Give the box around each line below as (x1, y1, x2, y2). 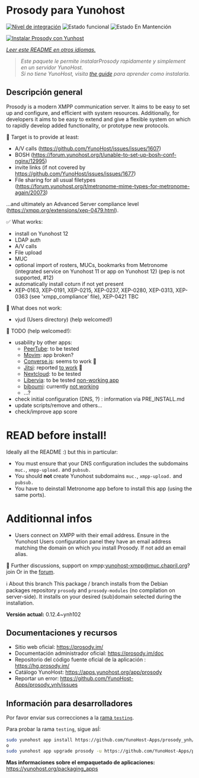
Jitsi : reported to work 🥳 (23, 364, 83, 371)
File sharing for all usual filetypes (14, 176, 96, 184)
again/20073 (14, 189, 46, 196)
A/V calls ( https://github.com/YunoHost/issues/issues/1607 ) (14, 144, 162, 152)
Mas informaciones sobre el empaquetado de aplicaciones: (6, 758, 155, 766)
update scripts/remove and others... (14, 401, 102, 409)
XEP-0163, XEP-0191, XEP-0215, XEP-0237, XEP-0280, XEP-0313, (14, 287, 175, 294)
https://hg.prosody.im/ (14, 663, 70, 670)
